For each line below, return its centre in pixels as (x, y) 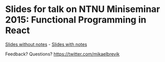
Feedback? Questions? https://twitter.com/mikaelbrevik (62, 54)
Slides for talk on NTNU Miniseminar (83, 9)
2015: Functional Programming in (76, 20)
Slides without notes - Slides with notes (46, 44)
